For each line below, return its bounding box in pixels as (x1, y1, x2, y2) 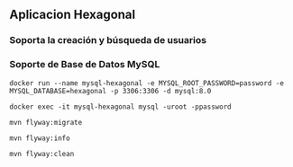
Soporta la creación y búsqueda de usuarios (9, 34, 207, 47)
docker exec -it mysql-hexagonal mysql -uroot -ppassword (9, 102, 232, 111)
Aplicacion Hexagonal (9, 7, 136, 22)
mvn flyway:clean (9, 149, 75, 158)
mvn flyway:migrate (9, 118, 83, 127)
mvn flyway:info (9, 134, 70, 143)
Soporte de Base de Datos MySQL (9, 58, 160, 71)
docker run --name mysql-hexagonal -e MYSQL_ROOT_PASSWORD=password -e (9, 78, 284, 88)
